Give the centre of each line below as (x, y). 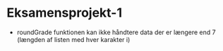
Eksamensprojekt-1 (65, 13)
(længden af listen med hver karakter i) (73, 39)
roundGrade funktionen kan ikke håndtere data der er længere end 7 (116, 32)
